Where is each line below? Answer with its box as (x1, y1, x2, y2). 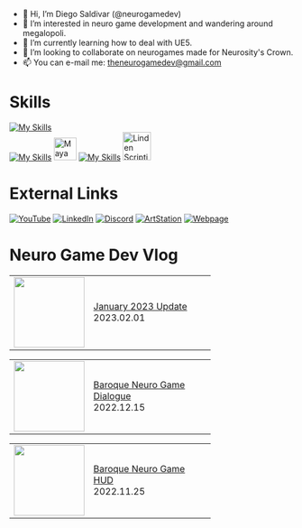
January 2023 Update (93, 301, 188, 313)
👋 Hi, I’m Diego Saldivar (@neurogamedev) (22, 9, 182, 19)
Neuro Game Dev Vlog (9, 245, 178, 265)
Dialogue (93, 390, 132, 403)
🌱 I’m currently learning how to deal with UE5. (22, 37, 192, 48)
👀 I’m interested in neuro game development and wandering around (22, 18, 273, 29)
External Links (9, 183, 119, 204)
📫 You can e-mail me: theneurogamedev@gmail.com (22, 57, 222, 68)
